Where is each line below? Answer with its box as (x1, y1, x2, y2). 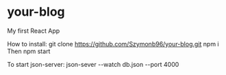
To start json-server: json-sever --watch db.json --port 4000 (7, 60, 179, 68)
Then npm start (7, 47, 51, 55)
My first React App (7, 27, 60, 35)
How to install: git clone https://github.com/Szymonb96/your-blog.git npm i (7, 40, 219, 48)
